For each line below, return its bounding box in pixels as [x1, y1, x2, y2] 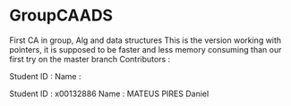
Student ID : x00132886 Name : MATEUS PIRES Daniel [9, 88, 210, 99]
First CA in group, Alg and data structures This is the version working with [9, 35, 282, 45]
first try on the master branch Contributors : [9, 53, 171, 64]
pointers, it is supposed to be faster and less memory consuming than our [9, 44, 282, 54]
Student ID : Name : [9, 70, 81, 81]
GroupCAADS [9, 5, 114, 26]
